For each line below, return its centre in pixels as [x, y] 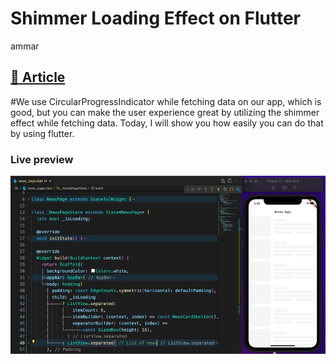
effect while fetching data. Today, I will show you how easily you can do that [167, 123]
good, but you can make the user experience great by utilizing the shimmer [165, 112]
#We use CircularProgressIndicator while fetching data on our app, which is [166, 101]
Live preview [42, 159]
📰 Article [38, 77]
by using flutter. [42, 133]
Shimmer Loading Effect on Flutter [155, 18]
